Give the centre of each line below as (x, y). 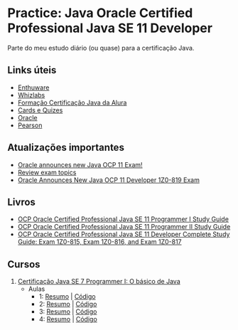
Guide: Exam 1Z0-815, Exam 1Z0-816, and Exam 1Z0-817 (100, 242)
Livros (21, 202)
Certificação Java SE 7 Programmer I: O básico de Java (99, 282)
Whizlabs (31, 95)
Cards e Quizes (40, 110)
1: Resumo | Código (67, 297)
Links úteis (32, 70)
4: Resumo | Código (68, 319)
